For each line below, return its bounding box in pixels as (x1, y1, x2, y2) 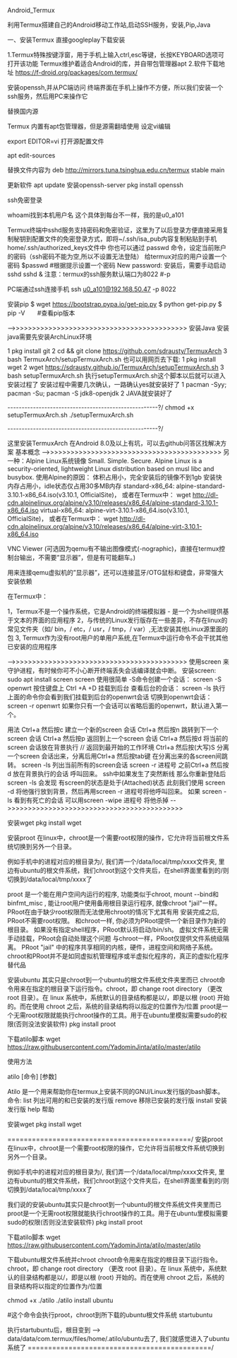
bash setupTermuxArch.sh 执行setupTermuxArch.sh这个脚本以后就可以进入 (7, 371, 226, 380)
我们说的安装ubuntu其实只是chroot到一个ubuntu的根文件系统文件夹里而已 (7, 1201, 222, 1208)
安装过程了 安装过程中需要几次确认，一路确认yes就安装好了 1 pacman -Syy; (7, 381, 227, 388)
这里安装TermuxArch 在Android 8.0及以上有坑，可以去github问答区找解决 (7, 439, 221, 447)
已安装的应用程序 (7, 643, 57, 650)
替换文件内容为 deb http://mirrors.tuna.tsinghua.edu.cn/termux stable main (7, 166, 225, 174)
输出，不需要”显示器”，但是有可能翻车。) (19, 554, 136, 561)
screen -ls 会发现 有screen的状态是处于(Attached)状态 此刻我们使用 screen (7, 778, 226, 787)
